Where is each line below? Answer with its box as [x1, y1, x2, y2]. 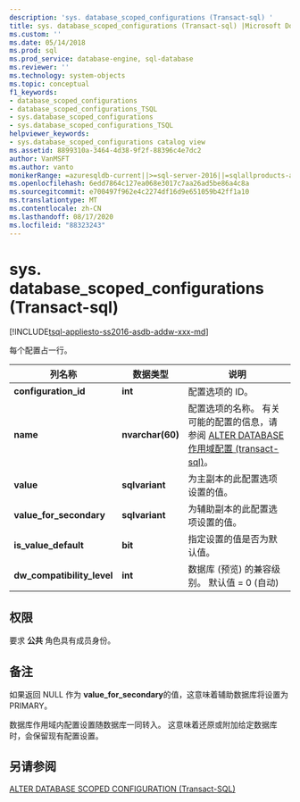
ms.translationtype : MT [9, 196, 98, 205]
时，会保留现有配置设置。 [9, 731, 104, 741]
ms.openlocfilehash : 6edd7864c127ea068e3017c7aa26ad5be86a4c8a [9, 180, 250, 188]
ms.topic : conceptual [9, 79, 90, 88]
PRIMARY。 [9, 700, 53, 711]
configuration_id [13, 385, 86, 397]
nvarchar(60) [121, 429, 180, 441]
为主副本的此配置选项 [187, 472, 279, 485]
